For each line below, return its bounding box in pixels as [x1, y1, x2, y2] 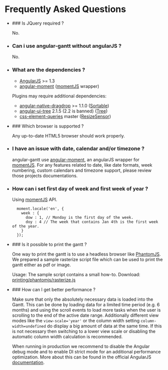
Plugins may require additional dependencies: [12, 93, 107, 99]
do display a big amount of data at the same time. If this [47, 323, 162, 329]
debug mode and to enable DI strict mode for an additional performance [12, 349, 161, 355]
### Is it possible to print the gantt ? [12, 241, 87, 248]
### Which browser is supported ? [12, 123, 84, 129]
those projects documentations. [12, 172, 78, 179]
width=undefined [12, 324, 46, 329]
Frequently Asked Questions [5, 4, 126, 15]
